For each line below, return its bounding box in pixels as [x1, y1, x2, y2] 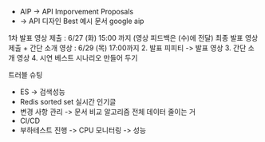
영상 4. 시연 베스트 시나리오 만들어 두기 [16, 53, 138, 62]
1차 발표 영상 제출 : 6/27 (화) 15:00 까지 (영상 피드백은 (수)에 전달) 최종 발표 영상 [8, 34, 259, 42]
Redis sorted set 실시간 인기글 [19, 97, 117, 106]
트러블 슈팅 [8, 70, 43, 79]
